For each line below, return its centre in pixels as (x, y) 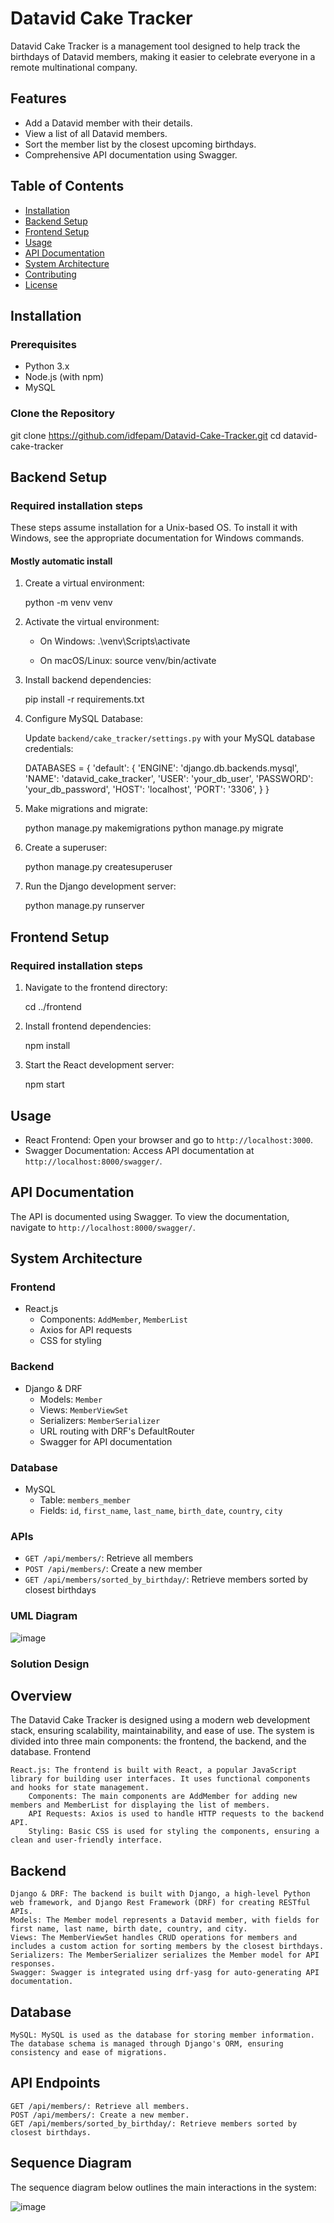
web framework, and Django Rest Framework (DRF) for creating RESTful (160, 1903)
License (41, 284)
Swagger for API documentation (106, 1441)
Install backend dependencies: (88, 680)
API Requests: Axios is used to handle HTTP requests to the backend (176, 1814)
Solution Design (50, 1664)
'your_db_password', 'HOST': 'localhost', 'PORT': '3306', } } (147, 789)
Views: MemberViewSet (84, 1409)
